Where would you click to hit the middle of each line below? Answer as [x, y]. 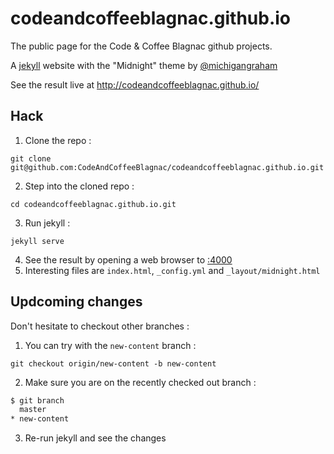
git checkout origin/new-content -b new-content [113, 363]
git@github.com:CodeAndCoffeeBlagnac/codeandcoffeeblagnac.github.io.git [167, 167]
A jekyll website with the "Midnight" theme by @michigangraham [144, 65]
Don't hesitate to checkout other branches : [100, 326]
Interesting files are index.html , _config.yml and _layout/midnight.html [172, 270]
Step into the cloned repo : [79, 186]
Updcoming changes [76, 302]
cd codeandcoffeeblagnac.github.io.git [93, 204]
